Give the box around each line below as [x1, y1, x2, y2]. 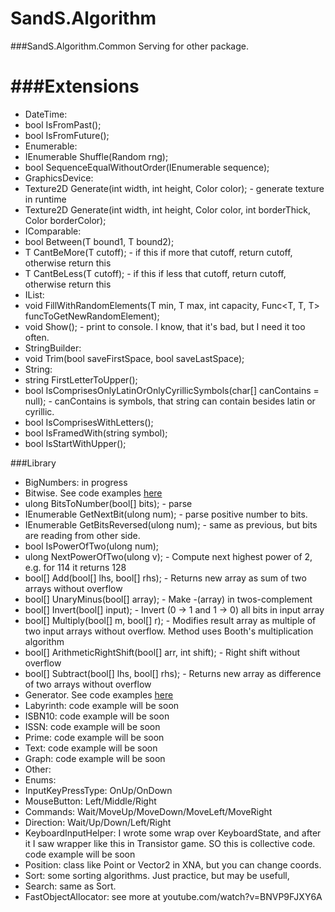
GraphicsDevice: [24, 172, 94, 184]
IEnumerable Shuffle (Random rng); [24, 150, 169, 162]
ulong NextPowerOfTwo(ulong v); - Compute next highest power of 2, [24, 550, 313, 562]
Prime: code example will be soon [24, 731, 165, 743]
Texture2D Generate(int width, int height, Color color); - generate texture [24, 182, 325, 194]
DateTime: [24, 108, 68, 120]
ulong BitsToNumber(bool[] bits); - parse [24, 497, 193, 509]
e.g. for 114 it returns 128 [24, 561, 127, 573]
